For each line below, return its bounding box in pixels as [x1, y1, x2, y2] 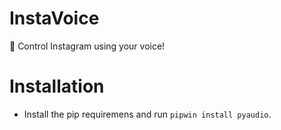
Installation [9, 75, 105, 98]
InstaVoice [9, 7, 100, 30]
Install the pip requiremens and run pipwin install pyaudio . [23, 108, 272, 120]
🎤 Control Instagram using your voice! [9, 40, 166, 52]
